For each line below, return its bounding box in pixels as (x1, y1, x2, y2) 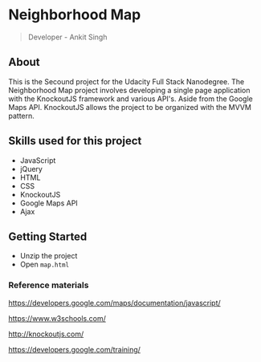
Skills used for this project (8, 134, 142, 148)
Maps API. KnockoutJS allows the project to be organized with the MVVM (8, 102, 251, 112)
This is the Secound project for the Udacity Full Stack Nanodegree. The (8, 76, 245, 86)
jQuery (19, 164, 43, 173)
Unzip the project (19, 251, 78, 261)
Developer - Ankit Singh (27, 32, 108, 42)
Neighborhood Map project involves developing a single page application (8, 85, 251, 95)
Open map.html (19, 259, 70, 270)
